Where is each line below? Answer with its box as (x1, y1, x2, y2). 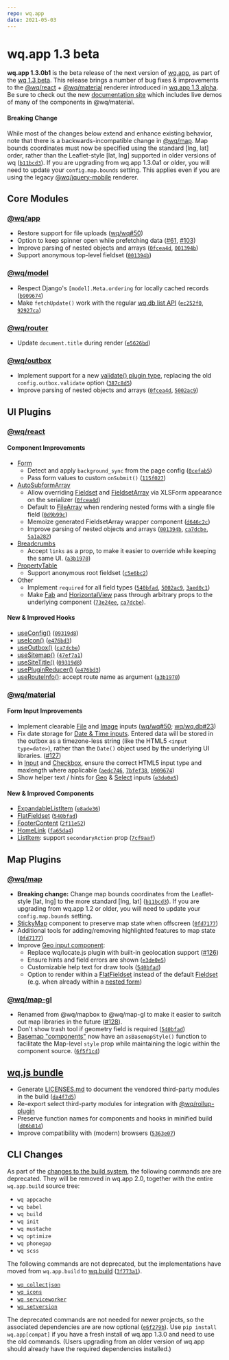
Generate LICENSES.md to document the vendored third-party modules (16, 1085, 219, 1094)
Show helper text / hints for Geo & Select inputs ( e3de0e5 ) (16, 773, 179, 781)
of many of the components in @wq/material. (7, 98, 135, 107)
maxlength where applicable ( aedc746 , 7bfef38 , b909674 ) (16, 766, 175, 775)
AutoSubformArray (16, 481, 71, 489)
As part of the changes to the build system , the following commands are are (7, 1167, 221, 1175)
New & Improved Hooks (7, 614, 75, 622)
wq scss (16, 1247, 39, 1254)
